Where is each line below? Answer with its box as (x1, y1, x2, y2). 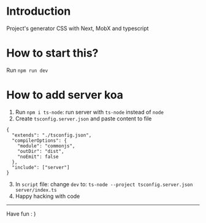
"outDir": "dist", (17, 148, 64, 154)
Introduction (6, 4, 71, 18)
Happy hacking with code (15, 192, 80, 200)
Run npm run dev (6, 66, 48, 74)
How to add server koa (6, 88, 124, 102)
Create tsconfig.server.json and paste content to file (15, 115, 152, 122)
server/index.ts (15, 187, 57, 193)
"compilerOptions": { (12, 137, 67, 144)
